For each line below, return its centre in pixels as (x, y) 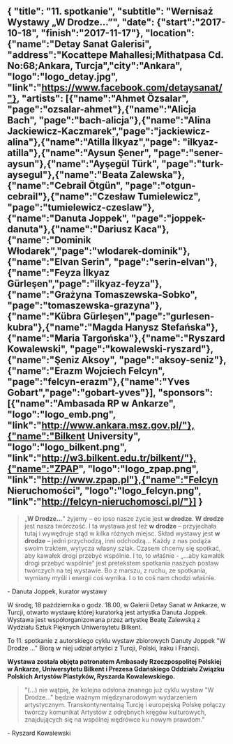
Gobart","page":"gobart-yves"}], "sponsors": (110, 393)
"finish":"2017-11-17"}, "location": (118, 33)
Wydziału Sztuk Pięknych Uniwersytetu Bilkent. (75, 627)
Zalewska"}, (158, 175)
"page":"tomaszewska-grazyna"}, (85, 306)
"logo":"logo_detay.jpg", (63, 77)
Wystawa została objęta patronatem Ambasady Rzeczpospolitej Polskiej (114, 661)
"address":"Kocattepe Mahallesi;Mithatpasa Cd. (115, 55)
